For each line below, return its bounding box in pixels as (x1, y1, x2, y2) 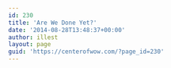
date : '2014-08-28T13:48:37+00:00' (8, 26, 126, 34)
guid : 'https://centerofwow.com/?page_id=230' (8, 48, 165, 55)
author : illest (8, 33, 59, 41)
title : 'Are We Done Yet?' (8, 19, 97, 27)
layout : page (8, 41, 51, 48)
